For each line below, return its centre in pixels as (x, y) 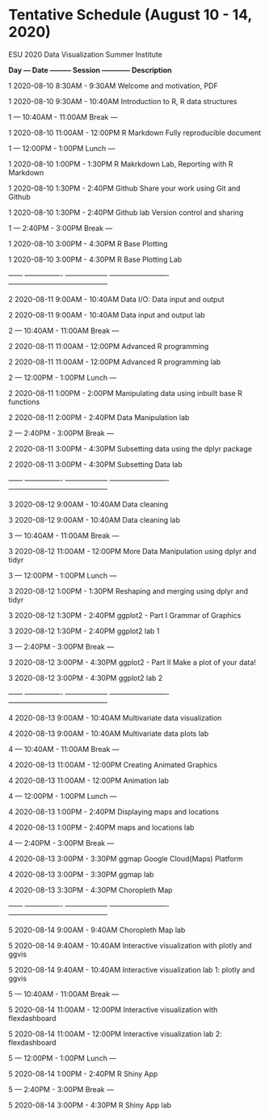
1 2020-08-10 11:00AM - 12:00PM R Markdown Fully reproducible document (134, 132)
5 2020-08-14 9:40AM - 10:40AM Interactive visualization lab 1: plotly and (132, 969)
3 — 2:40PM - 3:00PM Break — (61, 646)
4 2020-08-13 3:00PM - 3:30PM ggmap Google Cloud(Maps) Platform (126, 859)
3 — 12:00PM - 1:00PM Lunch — (63, 575)
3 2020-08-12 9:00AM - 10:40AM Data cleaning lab (94, 519)
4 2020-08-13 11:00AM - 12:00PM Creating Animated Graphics (113, 764)
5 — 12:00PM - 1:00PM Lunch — (63, 1058)
